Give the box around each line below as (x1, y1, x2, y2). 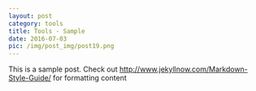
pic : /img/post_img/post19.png (8, 42, 115, 50)
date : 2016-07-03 (8, 34, 67, 43)
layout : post (8, 11, 53, 20)
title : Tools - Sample (8, 27, 85, 35)
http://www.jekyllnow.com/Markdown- (119, 64, 248, 74)
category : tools (8, 19, 63, 28)
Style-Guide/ (8, 73, 51, 83)
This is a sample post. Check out (8, 64, 118, 74)
